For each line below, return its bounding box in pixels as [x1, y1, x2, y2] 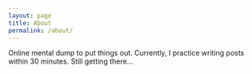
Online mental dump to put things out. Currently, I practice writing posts [8, 49, 245, 58]
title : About [8, 19, 52, 27]
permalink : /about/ [8, 26, 74, 34]
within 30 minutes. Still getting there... [8, 56, 134, 66]
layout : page [8, 11, 52, 20]
